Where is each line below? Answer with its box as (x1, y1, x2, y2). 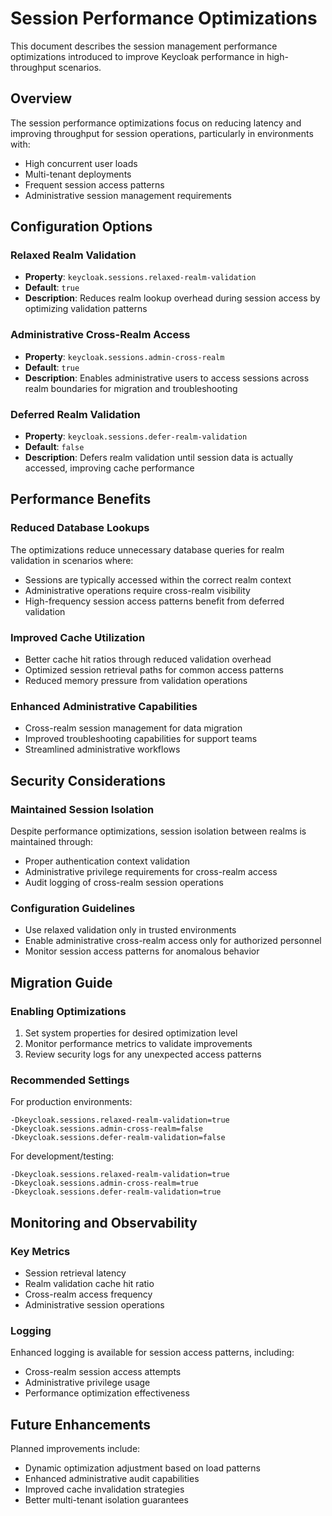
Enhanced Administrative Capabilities (10, 699, 198, 713)
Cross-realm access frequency (24, 1288, 153, 1300)
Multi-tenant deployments (24, 168, 132, 180)
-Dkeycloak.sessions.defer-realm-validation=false (10, 1133, 226, 1143)
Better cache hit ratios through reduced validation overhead (24, 653, 272, 666)
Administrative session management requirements (24, 189, 232, 201)
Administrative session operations (24, 1298, 165, 1311)
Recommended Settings (10, 1073, 130, 1087)
